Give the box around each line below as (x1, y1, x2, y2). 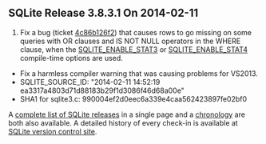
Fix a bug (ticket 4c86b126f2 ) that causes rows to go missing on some (19, 27, 252, 37)
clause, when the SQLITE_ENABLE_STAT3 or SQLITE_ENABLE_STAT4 (19, 44, 248, 54)
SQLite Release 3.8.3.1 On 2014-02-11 (8, 6, 199, 20)
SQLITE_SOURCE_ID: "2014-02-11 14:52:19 (19, 77, 161, 86)
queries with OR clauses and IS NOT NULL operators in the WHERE (19, 36, 241, 46)
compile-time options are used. (19, 53, 124, 62)
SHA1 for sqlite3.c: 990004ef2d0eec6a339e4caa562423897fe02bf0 (19, 94, 248, 103)
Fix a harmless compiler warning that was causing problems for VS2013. (19, 68, 258, 78)
